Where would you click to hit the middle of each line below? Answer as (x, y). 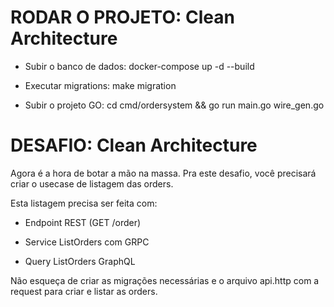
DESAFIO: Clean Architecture (134, 145)
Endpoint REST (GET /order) (83, 222)
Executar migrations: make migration (100, 85)
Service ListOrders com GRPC (87, 242)
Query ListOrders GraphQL (80, 261)
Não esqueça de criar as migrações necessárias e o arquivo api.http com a (165, 280)
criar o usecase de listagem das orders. (92, 183)
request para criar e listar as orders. (84, 291)
